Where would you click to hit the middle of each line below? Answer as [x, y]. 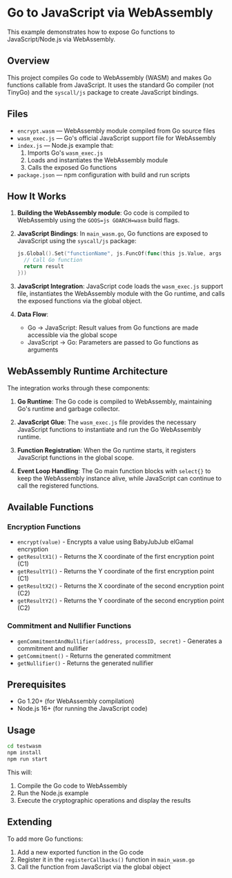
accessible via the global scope [72, 335]
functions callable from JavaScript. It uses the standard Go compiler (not [110, 85]
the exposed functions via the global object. [80, 300]
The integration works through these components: [79, 388]
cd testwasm [24, 746]
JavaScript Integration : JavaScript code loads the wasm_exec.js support [120, 286]
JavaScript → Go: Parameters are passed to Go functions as [113, 342]
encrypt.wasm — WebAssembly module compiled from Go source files [116, 131]
